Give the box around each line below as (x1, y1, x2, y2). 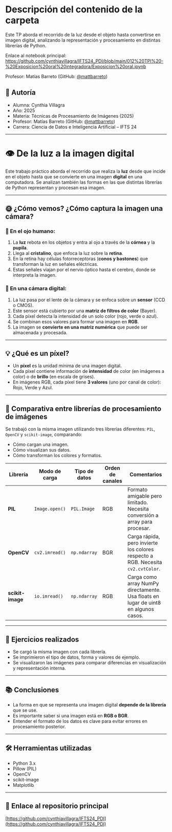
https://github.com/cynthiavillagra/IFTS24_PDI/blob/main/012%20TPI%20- (5, 58, 164, 64)
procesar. (127, 524, 151, 532)
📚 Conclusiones (5, 685, 59, 694)
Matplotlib (12, 782, 34, 788)
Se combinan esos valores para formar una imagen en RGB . (12, 318, 139, 324)
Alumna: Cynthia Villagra (12, 102, 65, 108)
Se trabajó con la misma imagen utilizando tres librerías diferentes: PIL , (5, 426, 155, 432)
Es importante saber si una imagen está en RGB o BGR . (12, 712, 129, 718)
